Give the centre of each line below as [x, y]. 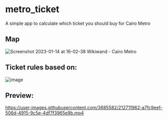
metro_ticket [32, 9]
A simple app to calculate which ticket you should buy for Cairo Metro [78, 23]
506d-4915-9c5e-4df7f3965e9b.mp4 [45, 113]
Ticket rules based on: [41, 68]
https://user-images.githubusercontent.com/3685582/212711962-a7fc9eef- [84, 108]
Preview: [19, 95]
